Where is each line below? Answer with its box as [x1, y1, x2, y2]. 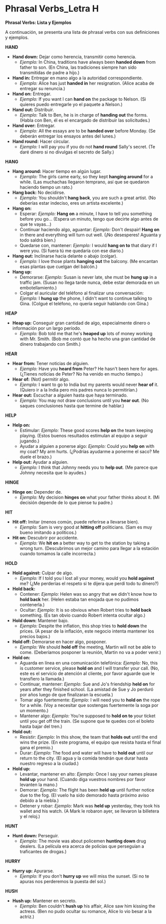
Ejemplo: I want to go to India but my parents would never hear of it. [19, 382, 159, 388]
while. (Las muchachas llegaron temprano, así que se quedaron [19, 179, 150, 185]
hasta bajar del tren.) [19, 723, 62, 729]
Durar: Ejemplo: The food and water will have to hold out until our [19, 750, 154, 756]
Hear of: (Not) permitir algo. [12, 376, 70, 382]
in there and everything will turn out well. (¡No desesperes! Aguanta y [19, 232, 162, 238]
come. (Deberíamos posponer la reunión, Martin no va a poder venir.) [19, 649, 162, 655]
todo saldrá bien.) [19, 237, 56, 243]
